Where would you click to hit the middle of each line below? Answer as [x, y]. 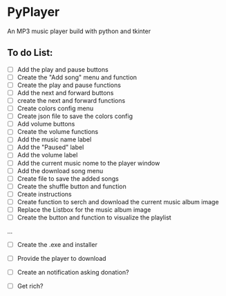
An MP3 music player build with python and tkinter [79, 31]
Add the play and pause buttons [63, 69]
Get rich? [30, 286]
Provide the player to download [62, 259]
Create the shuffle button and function [72, 186]
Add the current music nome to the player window [88, 163]
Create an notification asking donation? [73, 273]
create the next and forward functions [71, 100]
